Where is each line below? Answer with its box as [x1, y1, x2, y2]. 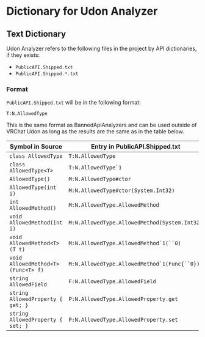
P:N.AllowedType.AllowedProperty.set [68, 316, 178, 324]
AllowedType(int [9, 184, 57, 191]
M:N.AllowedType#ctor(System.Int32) [68, 187, 175, 194]
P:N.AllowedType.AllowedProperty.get [68, 295, 178, 303]
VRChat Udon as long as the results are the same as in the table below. [6, 128, 184, 135]
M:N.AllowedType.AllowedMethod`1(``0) [68, 240, 181, 247]
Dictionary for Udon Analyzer [6, 4, 158, 18]
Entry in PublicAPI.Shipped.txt [91, 143, 181, 151]
